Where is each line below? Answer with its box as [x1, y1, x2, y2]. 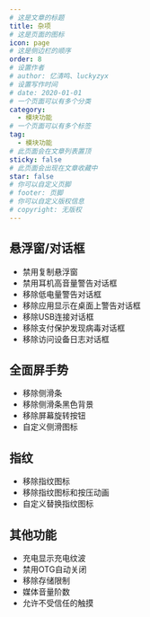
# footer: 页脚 [9, 189, 64, 198]
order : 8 [9, 55, 42, 64]
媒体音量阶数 [22, 586, 70, 597]
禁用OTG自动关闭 [22, 564, 87, 575]
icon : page [9, 38, 50, 48]
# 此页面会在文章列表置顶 [9, 146, 92, 155]
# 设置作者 [9, 64, 45, 73]
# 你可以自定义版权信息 [9, 197, 85, 207]
